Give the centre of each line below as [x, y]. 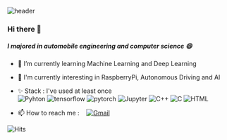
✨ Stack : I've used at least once [65, 91]
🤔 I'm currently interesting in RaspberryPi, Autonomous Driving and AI [119, 77]
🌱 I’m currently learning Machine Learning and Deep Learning [107, 63]
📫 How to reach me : [48, 113]
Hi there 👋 [25, 29]
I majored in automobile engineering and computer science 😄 [100, 46]
